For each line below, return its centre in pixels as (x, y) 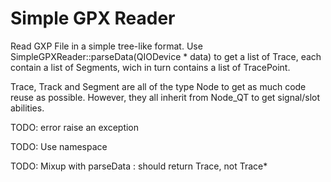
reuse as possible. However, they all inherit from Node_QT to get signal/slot (165, 97)
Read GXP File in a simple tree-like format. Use (106, 46)
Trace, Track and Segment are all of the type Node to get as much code (158, 86)
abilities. (27, 108)
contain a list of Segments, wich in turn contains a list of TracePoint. (150, 67)
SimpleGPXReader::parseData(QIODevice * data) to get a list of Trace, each (166, 56)
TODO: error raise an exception (75, 127)
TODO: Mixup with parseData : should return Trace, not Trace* (139, 166)
